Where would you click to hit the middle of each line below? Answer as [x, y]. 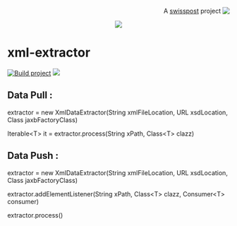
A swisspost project [192, 11]
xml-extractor [49, 53]
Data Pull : [30, 95]
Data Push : [33, 156]
